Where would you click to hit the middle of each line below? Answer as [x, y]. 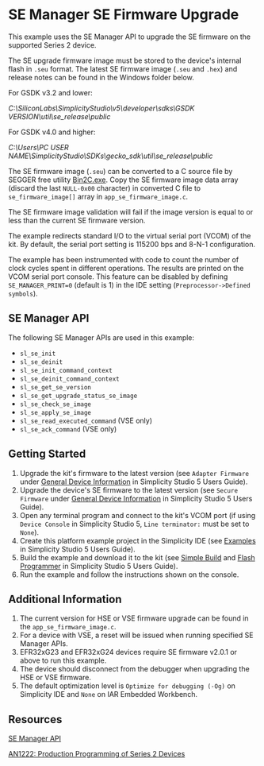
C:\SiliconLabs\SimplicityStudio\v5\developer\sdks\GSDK [101, 108]
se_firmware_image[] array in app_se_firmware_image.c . [98, 196]
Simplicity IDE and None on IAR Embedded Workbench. [109, 694]
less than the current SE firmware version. [77, 220]
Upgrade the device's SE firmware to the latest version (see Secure [129, 489]
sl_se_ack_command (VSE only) [68, 429]
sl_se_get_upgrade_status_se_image [78, 396]
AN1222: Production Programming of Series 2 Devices [97, 754]
